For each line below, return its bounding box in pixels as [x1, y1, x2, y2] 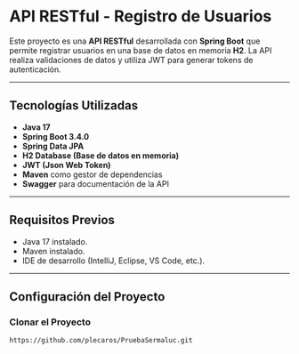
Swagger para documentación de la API [21, 178, 169, 189]
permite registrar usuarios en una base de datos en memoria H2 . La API [9, 44, 272, 55]
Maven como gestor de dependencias [21, 169, 163, 180]
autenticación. [9, 64, 62, 75]
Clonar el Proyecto [9, 316, 92, 328]
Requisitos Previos [9, 213, 116, 228]
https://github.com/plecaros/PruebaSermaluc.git [9, 336, 193, 345]
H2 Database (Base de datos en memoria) [21, 149, 180, 161]
